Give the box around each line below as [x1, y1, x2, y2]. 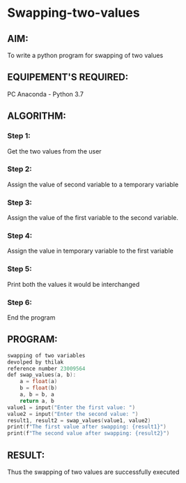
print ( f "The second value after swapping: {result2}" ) [7, 430, 170, 437]
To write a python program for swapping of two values [7, 51, 164, 59]
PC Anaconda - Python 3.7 [7, 89, 84, 98]
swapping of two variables [7, 352, 86, 359]
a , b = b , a [20, 391, 54, 399]
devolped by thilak [7, 358, 64, 366]
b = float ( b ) [20, 385, 58, 392]
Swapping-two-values [7, 5, 141, 21]
